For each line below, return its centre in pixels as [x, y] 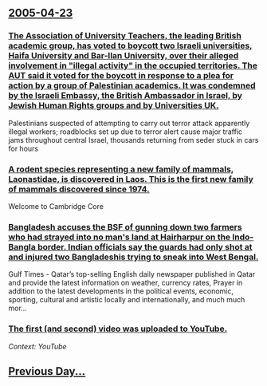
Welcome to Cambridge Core [56, 206]
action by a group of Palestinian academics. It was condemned [132, 85]
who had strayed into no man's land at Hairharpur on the [120, 237]
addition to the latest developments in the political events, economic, [121, 291]
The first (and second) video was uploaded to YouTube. [118, 329]
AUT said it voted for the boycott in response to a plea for [121, 76]
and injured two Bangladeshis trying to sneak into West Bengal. [133, 257]
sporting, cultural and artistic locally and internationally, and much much [127, 300]
